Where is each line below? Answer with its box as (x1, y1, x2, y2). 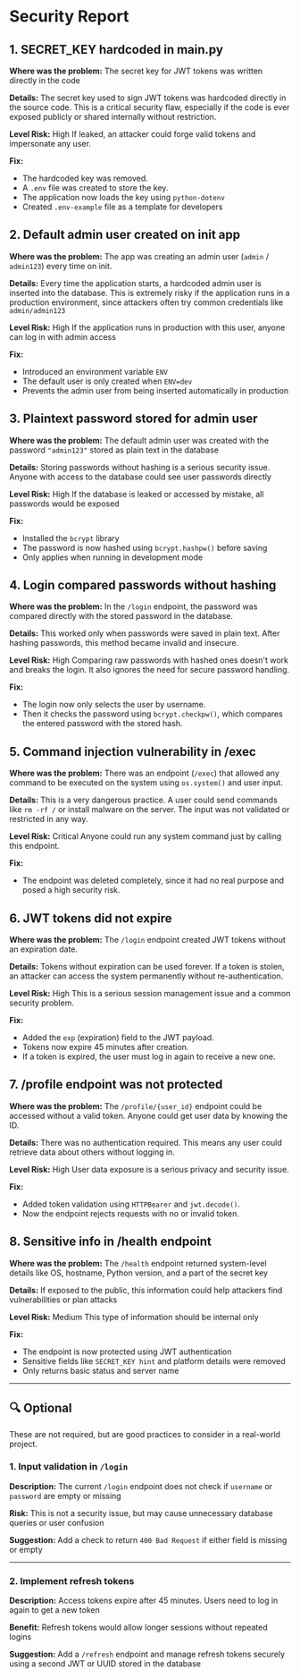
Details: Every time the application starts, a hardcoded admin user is (9, 277, 262, 288)
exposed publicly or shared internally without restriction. (9, 112, 217, 122)
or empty (9, 1544, 43, 1555)
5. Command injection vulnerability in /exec (9, 744, 256, 759)
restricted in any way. (9, 814, 88, 825)
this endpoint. (9, 841, 60, 852)
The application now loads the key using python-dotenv (21, 192, 226, 202)
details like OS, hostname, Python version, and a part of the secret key (9, 1267, 269, 1278)
